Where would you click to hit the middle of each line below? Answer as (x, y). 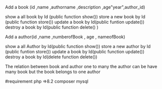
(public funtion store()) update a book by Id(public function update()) (75, 52)
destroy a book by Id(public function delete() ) (52, 27)
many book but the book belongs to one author (53, 72)
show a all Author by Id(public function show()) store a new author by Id (78, 46)
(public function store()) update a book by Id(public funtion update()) (75, 22)
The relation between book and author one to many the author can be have (81, 67)
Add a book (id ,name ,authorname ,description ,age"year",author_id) (75, 7)
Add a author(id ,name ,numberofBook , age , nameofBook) (65, 37)
